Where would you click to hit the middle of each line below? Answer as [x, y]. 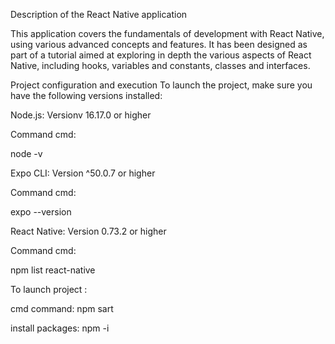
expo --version [41, 212]
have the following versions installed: [86, 95]
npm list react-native [53, 270]
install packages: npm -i [60, 328]
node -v [26, 153]
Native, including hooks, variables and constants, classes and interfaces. [160, 65]
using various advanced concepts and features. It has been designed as [159, 44]
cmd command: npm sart [62, 308]
